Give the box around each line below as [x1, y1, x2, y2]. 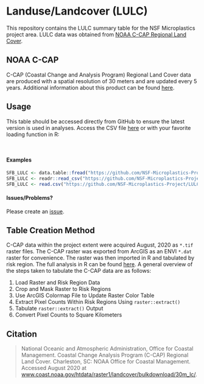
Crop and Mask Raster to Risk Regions [15, 286, 111, 293]
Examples [6, 156, 32, 163]
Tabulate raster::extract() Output [15, 305, 103, 312]
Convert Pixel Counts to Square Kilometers [15, 311, 123, 318]
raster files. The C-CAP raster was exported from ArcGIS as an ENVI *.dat [6, 248, 192, 255]
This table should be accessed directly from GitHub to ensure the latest [6, 117, 185, 125]
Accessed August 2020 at [21, 365, 87, 372]
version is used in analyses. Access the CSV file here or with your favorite [6, 124, 191, 131]
